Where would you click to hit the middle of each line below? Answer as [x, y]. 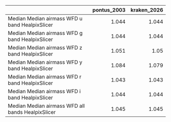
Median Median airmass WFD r [45, 77]
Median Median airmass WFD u [45, 18]
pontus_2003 [109, 10]
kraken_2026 [147, 10]
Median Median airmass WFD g [45, 33]
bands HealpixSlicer [32, 112]
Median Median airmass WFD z [45, 48]
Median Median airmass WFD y [45, 62]
